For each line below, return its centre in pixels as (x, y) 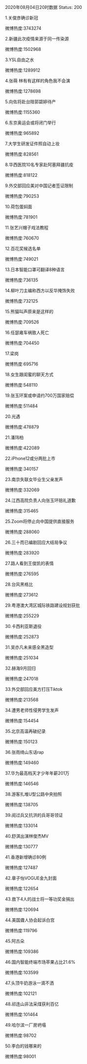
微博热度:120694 (22, 909)
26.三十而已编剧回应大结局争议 (36, 542)
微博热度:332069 (22, 490)
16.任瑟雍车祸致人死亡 (27, 333)
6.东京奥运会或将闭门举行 (31, 123)
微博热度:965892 (22, 133)
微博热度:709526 (22, 322)
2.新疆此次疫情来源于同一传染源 (37, 39)
